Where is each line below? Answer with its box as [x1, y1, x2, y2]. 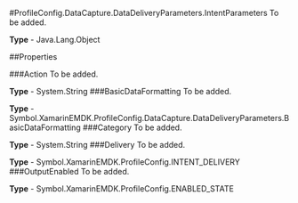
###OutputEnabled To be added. [9, 166, 130, 176]
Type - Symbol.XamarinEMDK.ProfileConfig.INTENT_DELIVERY [9, 157, 240, 167]
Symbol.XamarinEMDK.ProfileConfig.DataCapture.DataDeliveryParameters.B [9, 113, 290, 123]
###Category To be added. [83, 122, 182, 133]
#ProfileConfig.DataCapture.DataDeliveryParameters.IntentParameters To [9, 8, 279, 18]
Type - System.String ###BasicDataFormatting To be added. [9, 86, 232, 96]
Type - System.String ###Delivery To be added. [9, 140, 186, 150]
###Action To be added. [9, 69, 99, 79]
